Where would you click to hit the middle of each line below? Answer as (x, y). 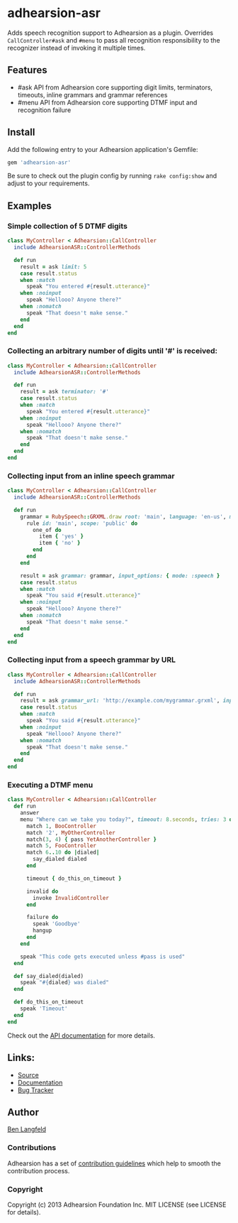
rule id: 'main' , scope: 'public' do (82, 523)
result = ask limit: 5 (53, 267)
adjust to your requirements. (49, 183)
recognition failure (44, 110)
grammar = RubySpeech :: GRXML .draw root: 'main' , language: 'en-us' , (123, 516)
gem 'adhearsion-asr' (39, 162)
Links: (21, 1058)
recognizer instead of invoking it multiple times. (76, 48)
